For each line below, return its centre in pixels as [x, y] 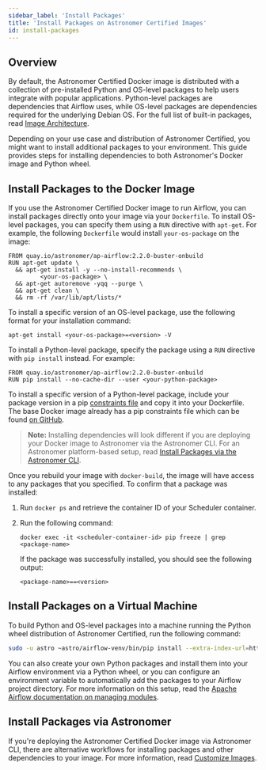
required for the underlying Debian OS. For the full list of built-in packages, [130, 115]
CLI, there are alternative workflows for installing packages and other [121, 749]
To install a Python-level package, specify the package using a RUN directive [132, 350]
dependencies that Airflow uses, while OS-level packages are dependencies [133, 107]
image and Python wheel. [49, 164]
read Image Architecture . [49, 123]
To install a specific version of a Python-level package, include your [119, 394]
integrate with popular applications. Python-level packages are [110, 98]
